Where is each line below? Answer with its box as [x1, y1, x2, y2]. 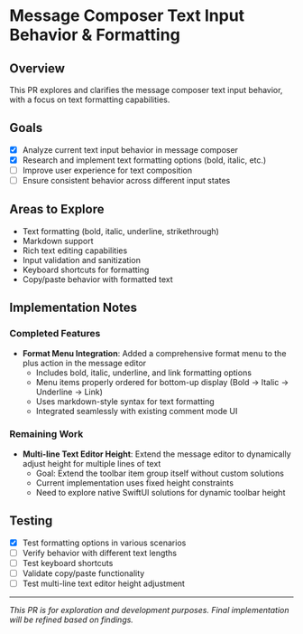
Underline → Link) [35, 386, 104, 397]
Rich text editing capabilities [22, 245, 128, 256]
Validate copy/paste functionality [22, 567, 145, 579]
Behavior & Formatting [9, 24, 180, 45]
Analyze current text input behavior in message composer [22, 144, 239, 155]
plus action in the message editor [22, 357, 147, 368]
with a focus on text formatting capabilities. [9, 94, 170, 105]
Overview [9, 61, 66, 76]
